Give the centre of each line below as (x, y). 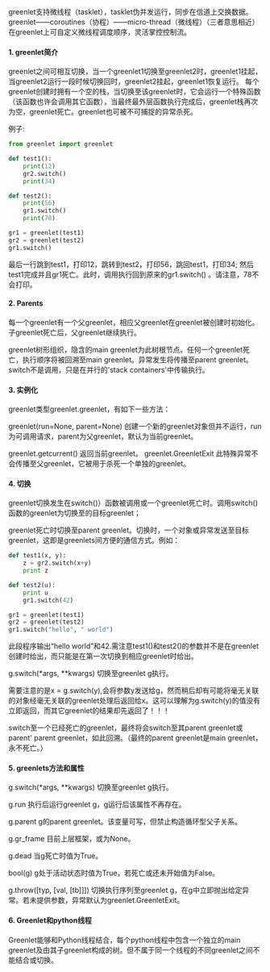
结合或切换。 (36, 960)
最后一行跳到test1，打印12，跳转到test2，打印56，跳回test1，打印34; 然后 (131, 264)
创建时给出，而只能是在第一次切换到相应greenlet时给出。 (104, 657)
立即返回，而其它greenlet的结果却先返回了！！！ (89, 711)
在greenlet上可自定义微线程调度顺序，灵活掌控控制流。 (100, 32)
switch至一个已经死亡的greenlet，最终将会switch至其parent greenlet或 (126, 728)
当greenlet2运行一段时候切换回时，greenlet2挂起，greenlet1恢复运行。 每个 (134, 81)
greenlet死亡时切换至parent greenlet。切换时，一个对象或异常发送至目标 (129, 530)
